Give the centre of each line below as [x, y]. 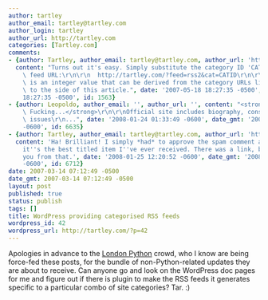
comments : [25, 53]
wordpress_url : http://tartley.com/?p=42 [78, 231]
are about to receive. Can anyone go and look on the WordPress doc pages [132, 270]
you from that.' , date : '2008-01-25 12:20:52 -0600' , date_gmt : [132, 156]
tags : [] [23, 208]
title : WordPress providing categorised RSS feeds [94, 216]
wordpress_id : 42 [37, 223]
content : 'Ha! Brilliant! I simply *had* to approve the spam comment [135, 142]
